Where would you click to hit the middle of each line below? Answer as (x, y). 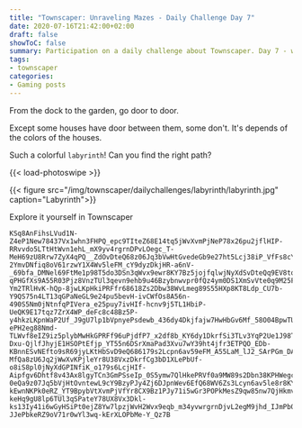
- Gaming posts (38, 85)
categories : (31, 77)
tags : (19, 59)
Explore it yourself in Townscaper (71, 216)
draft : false (34, 34)
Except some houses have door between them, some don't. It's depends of (149, 128)
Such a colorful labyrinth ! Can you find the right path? (111, 155)
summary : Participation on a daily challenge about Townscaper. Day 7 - (148, 51)
